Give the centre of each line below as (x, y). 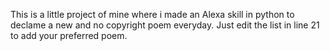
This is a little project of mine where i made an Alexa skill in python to (152, 14)
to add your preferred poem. (69, 35)
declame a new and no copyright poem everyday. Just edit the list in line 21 (165, 25)
